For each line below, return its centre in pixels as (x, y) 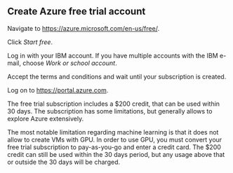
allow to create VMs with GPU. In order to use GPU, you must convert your (115, 139)
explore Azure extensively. (46, 118)
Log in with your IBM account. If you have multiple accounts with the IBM (113, 55)
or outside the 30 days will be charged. (64, 162)
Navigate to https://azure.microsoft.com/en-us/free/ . (84, 28)
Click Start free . (30, 42)
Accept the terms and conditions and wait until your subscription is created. (117, 76)
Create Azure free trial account (76, 12)
